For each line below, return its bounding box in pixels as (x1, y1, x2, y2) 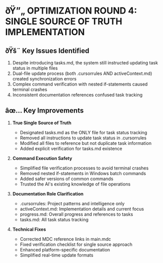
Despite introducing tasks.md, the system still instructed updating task (12, 60, 158, 65)
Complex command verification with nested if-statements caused (12, 81, 148, 87)
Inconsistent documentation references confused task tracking (12, 92, 143, 98)
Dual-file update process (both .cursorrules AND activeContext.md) (12, 70, 152, 76)
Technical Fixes (12, 226, 46, 232)
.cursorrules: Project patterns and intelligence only (20, 200, 125, 206)
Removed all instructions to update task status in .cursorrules (20, 135, 147, 141)
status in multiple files (12, 65, 58, 71)
